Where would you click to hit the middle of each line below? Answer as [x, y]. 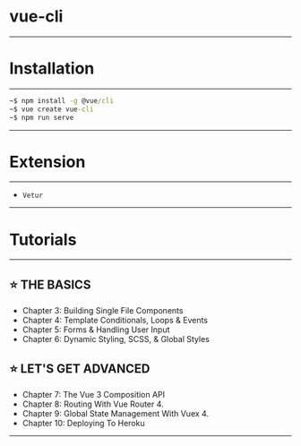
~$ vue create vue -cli [52, 109]
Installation [52, 69]
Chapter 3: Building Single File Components [103, 311]
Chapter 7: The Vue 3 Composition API [94, 395]
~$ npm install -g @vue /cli [62, 100]
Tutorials [43, 240]
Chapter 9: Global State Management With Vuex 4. [115, 413]
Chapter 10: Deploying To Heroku [83, 423]
